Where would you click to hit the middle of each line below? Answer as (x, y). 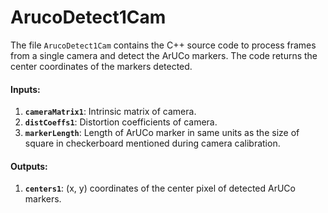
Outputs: (29, 166)
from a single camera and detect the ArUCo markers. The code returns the (164, 55)
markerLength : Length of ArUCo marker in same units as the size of (162, 133)
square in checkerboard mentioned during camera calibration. (152, 143)
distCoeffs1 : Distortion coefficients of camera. (121, 122)
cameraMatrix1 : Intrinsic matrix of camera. (110, 112)
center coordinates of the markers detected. (101, 66)
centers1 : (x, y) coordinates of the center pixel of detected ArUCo (160, 188)
